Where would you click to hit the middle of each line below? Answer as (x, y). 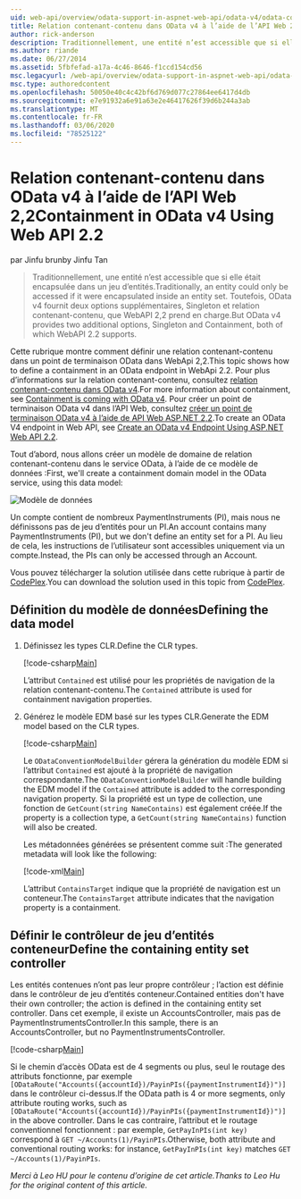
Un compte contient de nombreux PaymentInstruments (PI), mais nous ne (145, 517)
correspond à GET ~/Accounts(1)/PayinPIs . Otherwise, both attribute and (143, 1139)
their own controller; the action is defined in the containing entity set (136, 1004)
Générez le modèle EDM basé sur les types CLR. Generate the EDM (146, 717)
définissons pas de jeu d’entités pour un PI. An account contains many (138, 526)
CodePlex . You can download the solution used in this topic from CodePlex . (148, 582)
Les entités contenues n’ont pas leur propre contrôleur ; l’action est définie (147, 985)
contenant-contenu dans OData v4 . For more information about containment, (150, 389)
